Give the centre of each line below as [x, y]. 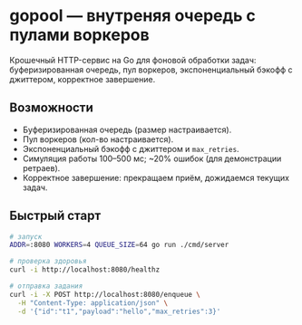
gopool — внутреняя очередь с [133, 16]
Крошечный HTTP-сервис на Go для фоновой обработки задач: [133, 60]
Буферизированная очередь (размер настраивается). [127, 129]
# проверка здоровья [49, 262]
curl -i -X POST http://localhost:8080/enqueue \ [105, 294]
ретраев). [41, 167]
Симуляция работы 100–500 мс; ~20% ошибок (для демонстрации [152, 158]
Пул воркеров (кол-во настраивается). [98, 139]
